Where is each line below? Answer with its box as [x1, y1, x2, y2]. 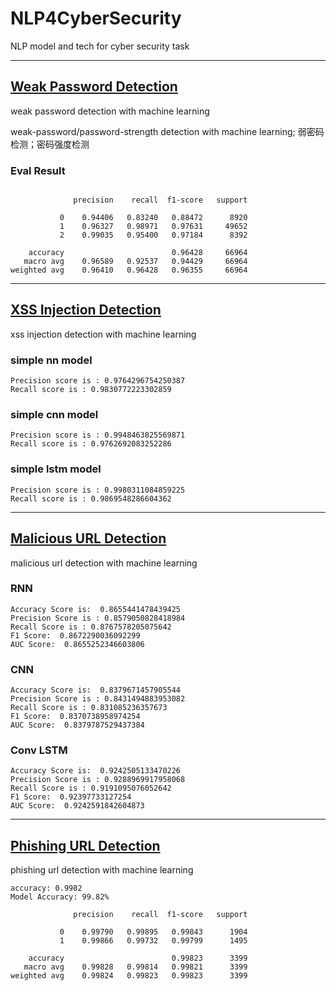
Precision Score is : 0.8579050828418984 [10, 613, 186, 623]
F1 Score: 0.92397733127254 [10, 792, 132, 802]
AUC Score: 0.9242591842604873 [10, 801, 145, 811]
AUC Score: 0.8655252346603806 [10, 639, 145, 649]
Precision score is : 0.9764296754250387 [10, 376, 186, 386]
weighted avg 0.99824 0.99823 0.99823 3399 [10, 971, 248, 981]
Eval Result [10, 163, 66, 177]
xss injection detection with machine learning [10, 328, 197, 340]
